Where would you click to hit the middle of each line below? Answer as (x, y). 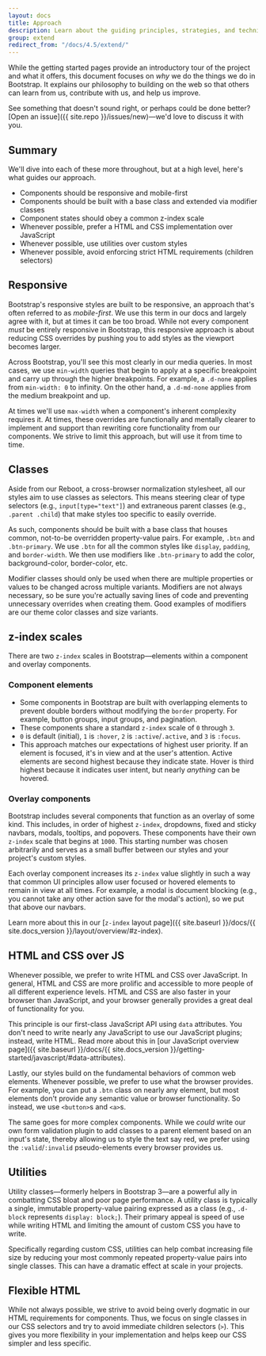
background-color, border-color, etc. (68, 563)
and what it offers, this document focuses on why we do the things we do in (132, 76)
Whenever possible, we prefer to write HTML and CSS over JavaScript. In (128, 975)
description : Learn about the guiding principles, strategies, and (122, 30)
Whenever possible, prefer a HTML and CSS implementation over (126, 226)
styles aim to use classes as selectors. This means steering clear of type (127, 497)
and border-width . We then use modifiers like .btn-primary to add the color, (132, 554)
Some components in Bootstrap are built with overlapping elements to (133, 702)
